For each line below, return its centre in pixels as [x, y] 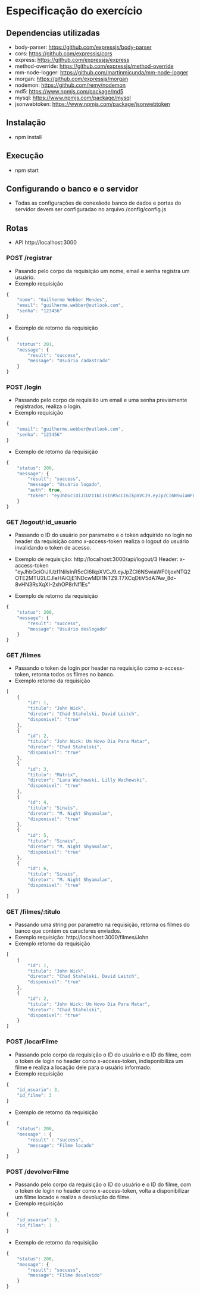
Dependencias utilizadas [53, 33]
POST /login [24, 387]
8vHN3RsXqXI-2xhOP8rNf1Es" [52, 585]
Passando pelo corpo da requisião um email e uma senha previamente [101, 400]
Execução [25, 156]
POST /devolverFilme [38, 1172]
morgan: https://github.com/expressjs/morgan [71, 79]
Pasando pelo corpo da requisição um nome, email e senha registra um [102, 271]
